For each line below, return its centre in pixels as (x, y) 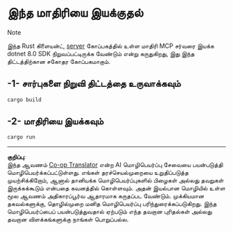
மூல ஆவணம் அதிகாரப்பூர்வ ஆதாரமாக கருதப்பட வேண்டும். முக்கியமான (106, 196)
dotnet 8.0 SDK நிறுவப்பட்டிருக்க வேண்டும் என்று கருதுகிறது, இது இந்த (101, 53)
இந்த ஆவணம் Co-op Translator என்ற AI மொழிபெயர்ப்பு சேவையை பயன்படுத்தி (115, 165)
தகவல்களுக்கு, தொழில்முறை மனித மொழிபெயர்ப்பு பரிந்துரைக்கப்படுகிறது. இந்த (112, 204)
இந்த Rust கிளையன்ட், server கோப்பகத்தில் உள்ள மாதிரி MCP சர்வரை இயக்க (111, 46)
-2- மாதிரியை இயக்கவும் (55, 122)
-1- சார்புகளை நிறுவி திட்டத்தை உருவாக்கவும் (94, 84)
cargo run (21, 137)
